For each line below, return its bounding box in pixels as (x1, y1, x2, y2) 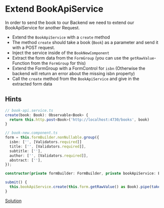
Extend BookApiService (5, 3, 103, 15)
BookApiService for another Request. (5, 24, 80, 30)
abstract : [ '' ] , (9, 158, 42, 163)
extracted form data (12, 81, 53, 86)
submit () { (5, 180, 27, 185)
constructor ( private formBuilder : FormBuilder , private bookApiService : (5, 171, 156, 176)
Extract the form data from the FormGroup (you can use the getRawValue (12, 55, 155, 61)
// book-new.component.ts (5, 130, 58, 135)
